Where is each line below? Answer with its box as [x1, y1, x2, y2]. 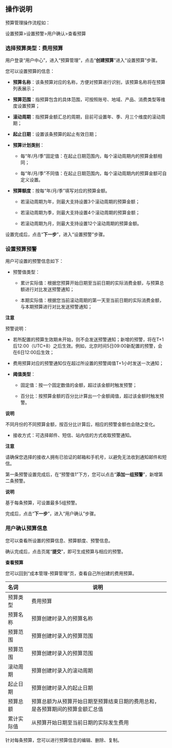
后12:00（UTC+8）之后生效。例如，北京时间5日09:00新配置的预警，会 [12, 343, 163, 349]
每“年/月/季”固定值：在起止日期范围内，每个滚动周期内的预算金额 [20, 153, 158, 159]
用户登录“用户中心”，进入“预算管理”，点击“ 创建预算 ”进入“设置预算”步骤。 [5, 57, 160, 63]
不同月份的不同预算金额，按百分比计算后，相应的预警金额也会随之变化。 [5, 421, 158, 428]
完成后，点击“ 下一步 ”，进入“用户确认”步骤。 [5, 510, 99, 517]
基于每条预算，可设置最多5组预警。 [5, 500, 80, 506]
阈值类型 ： [12, 371, 36, 377]
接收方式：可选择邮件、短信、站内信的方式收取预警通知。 [12, 432, 134, 439]
